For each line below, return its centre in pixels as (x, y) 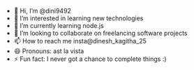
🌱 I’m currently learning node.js (59, 26)
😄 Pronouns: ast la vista (49, 51)
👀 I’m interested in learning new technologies (79, 18)
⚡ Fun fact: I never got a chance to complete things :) (90, 59)
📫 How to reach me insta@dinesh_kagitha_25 (80, 41)
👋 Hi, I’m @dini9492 (43, 11)
